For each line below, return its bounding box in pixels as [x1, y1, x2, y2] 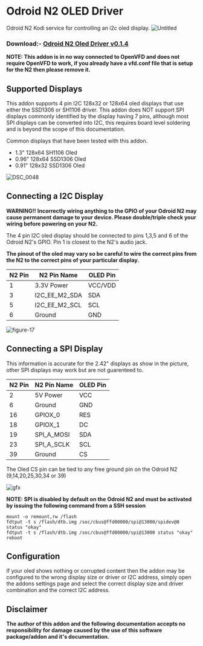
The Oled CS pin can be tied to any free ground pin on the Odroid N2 [6, 465, 178, 473]
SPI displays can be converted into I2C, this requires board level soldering [6, 119, 190, 127]
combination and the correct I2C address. [6, 587, 111, 594]
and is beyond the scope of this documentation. [6, 125, 126, 133]
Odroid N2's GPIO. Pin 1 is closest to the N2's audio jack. [6, 238, 147, 245]
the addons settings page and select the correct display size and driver [6, 580, 184, 587]
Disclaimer [6, 604, 48, 614]
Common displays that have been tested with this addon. [6, 138, 148, 145]
